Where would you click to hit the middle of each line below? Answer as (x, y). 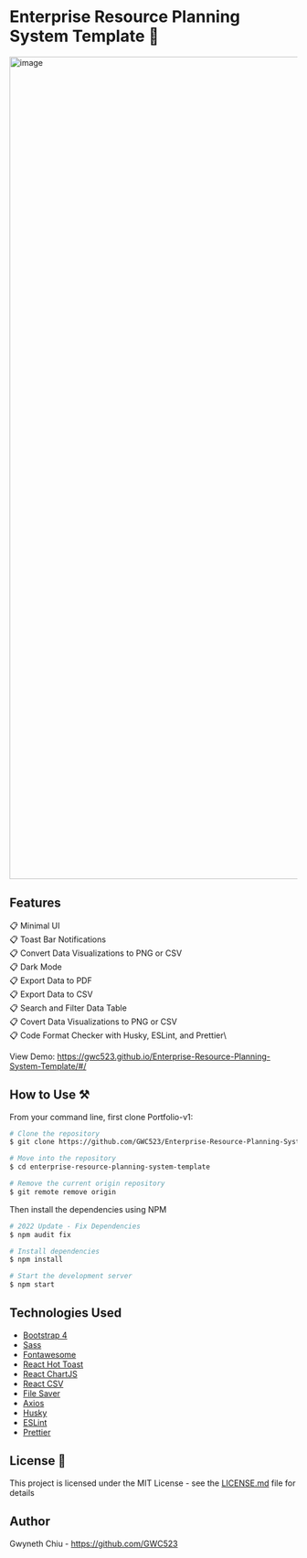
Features (35, 903)
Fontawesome (49, 1354)
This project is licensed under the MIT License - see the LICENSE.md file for (153, 1483)
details (22, 1492)
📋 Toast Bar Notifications (58, 939)
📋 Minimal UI (35, 926)
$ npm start (32, 1285)
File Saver (42, 1393)
